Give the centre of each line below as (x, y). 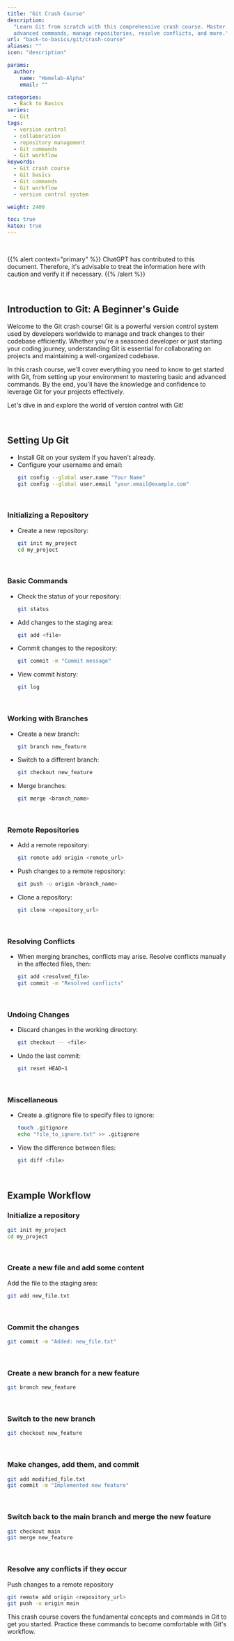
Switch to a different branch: (58, 760)
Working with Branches (48, 718)
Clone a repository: (45, 897)
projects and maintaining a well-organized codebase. (84, 355)
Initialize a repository (44, 1215)
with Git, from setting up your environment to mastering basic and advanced (117, 376)
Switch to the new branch (51, 1419)
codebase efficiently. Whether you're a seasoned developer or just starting (115, 341)
